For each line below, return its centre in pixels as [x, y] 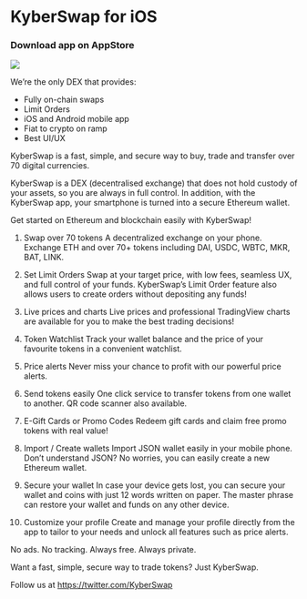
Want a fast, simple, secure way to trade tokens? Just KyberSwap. [134, 567]
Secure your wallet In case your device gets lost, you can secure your [154, 485]
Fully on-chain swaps [64, 100]
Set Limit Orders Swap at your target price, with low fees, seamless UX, [158, 275]
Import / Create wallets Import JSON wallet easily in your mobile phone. [158, 449]
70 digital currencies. [50, 166]
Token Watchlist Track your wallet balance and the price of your [143, 340]
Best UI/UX [45, 138]
